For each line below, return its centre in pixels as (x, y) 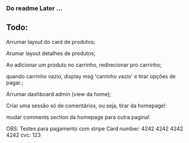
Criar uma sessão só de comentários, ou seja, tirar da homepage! (86, 106)
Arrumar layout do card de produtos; (51, 42)
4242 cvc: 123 (24, 135)
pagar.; (15, 82)
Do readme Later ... (34, 8)
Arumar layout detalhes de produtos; (51, 53)
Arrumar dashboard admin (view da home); (59, 94)
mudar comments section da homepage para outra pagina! (78, 117)
